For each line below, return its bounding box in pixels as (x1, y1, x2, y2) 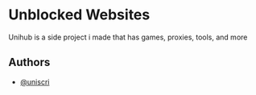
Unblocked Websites (8, 6, 151, 24)
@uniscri (19, 76, 50, 86)
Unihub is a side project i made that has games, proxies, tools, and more (8, 32, 248, 42)
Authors (8, 56, 51, 69)
